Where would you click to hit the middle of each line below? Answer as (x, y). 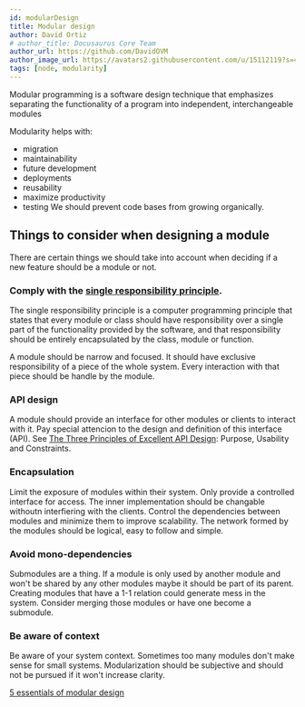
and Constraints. (40, 448)
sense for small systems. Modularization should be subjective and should (147, 665)
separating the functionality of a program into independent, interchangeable (151, 104)
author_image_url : (44, 60)
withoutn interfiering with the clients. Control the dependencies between (145, 511)
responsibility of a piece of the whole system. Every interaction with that (144, 366)
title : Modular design (52, 26)
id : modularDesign (44, 18)
